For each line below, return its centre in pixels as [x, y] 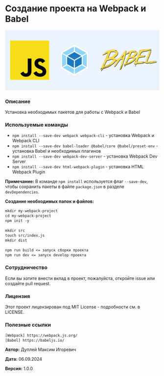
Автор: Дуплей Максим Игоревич [41, 349]
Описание [18, 101]
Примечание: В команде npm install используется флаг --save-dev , [76, 182]
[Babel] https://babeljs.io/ [35, 341]
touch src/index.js [25, 236]
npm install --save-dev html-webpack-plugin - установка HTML [78, 167]
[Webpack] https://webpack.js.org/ [41, 336]
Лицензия [18, 296]
